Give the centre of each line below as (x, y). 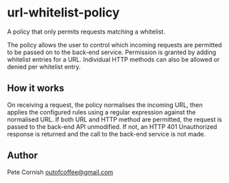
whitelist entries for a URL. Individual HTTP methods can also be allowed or (113, 59)
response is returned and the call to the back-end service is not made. (106, 134)
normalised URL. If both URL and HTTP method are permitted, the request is (115, 119)
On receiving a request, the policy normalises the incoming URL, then (105, 105)
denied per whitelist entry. (44, 66)
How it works (36, 88)
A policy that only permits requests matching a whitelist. (86, 32)
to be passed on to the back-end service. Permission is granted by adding (112, 52)
